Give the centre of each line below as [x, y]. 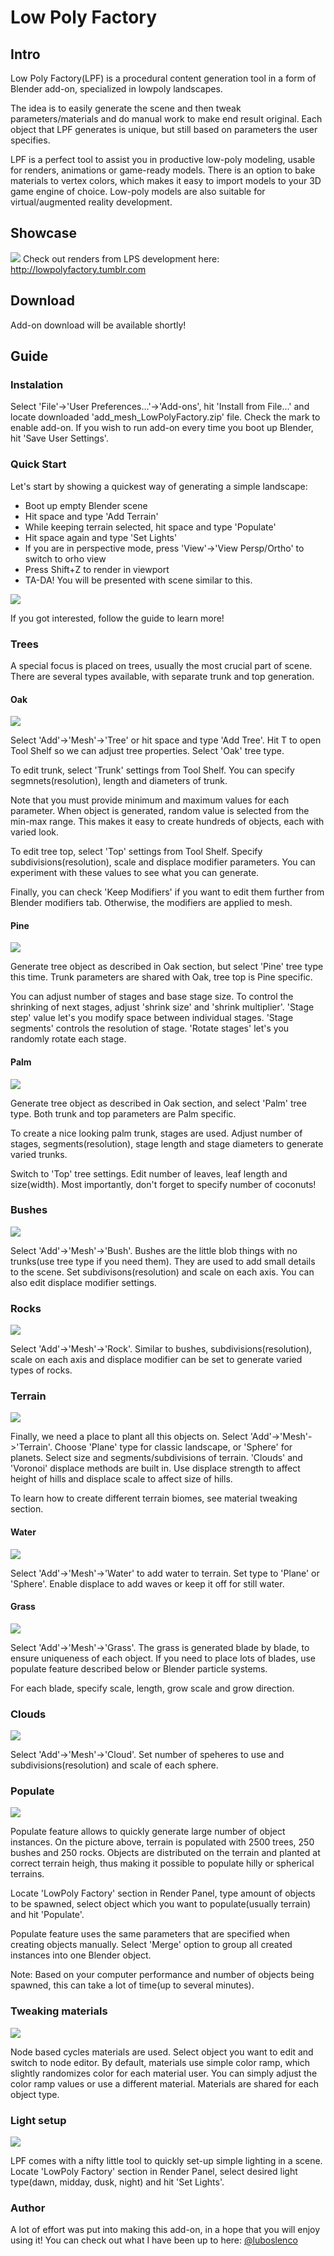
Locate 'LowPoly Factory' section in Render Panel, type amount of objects [163, 1893]
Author [28, 2208]
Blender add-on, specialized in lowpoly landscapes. [116, 89]
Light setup [38, 2120]
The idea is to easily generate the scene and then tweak [126, 108]
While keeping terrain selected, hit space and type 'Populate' [150, 527]
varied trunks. [39, 1154]
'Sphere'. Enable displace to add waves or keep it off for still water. [147, 1583]
